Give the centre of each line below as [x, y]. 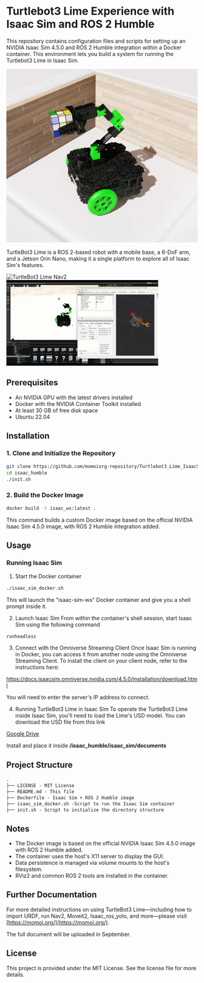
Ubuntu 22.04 [32, 417]
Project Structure [39, 765]
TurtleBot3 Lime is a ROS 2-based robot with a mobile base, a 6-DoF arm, [98, 252]
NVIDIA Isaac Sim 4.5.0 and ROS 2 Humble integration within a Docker [94, 47]
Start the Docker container [48, 576]
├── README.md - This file [40, 792]
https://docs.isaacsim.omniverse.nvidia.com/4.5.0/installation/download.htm [102, 679]
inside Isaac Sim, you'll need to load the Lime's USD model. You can [100, 716]
